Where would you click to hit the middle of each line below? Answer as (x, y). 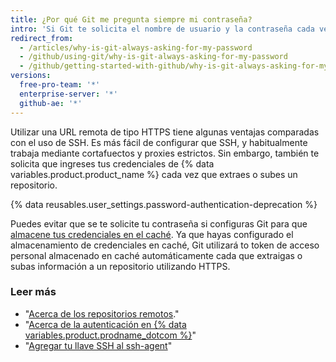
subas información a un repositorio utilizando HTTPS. (120, 266)
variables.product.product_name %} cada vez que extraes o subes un (154, 174)
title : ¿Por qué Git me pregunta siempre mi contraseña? (131, 19)
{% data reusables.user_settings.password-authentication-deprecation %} (164, 204)
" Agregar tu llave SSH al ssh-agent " (98, 345)
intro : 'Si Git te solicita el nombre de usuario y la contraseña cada (162, 29)
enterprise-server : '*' (68, 94)
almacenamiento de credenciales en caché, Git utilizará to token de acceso (165, 245)
